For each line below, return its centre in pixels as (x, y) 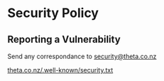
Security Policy (53, 13)
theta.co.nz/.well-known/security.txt (60, 70)
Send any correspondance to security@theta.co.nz (82, 56)
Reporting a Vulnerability (64, 39)
